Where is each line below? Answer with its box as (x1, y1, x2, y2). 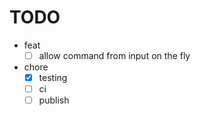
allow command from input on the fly (38, 49, 191, 61)
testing (38, 72, 68, 83)
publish (38, 94, 70, 106)
